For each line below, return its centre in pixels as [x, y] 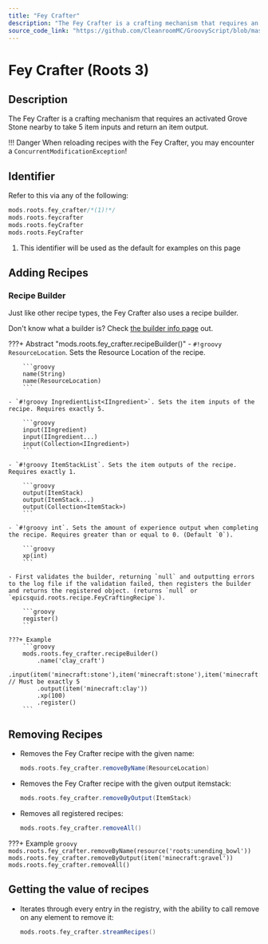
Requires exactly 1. [43, 472]
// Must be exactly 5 [44, 682]
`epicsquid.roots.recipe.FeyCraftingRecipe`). [87, 598]
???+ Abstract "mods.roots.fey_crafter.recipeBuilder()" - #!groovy [115, 344]
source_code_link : [39, 30]
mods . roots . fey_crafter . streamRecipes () [88, 932]
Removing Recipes [55, 734]
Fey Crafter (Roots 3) [79, 70]
